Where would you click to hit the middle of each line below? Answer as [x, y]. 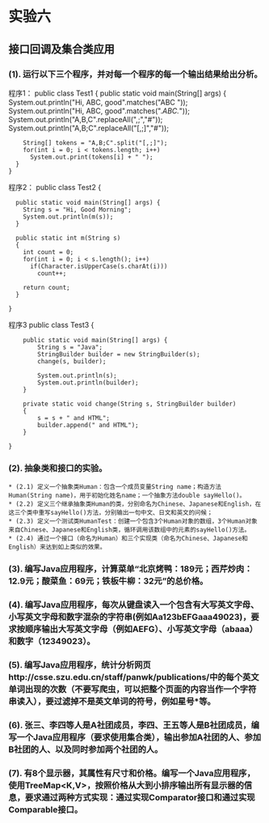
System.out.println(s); [77, 375]
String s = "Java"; [70, 347]
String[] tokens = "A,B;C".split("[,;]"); [95, 142]
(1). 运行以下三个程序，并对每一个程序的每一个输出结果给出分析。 [135, 74]
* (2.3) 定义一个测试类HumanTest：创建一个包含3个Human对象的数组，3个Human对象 [133, 522]
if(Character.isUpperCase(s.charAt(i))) [99, 266]
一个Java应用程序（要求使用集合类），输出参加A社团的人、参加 [139, 737]
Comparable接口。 [46, 809]
